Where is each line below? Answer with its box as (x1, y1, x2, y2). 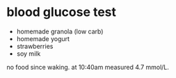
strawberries (16, 42, 54, 50)
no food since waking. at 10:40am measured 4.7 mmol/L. (6, 63, 170, 71)
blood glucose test (6, 4, 116, 20)
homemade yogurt (16, 34, 70, 42)
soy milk (16, 49, 41, 58)
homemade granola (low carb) (16, 27, 104, 36)
